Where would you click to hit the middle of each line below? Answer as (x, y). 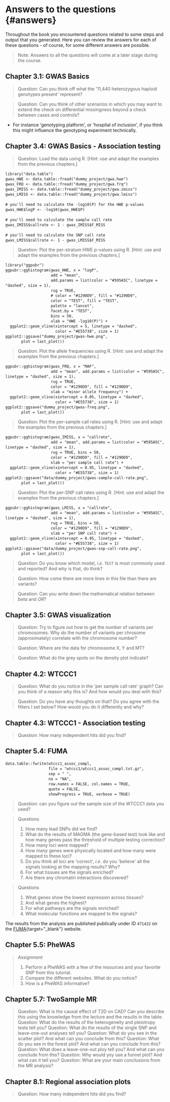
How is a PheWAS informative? (57, 983)
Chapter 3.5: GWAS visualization (58, 615)
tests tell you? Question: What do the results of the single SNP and (87, 1028)
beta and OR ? (32, 599)
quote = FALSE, (64, 789)
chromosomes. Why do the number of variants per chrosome (81, 633)
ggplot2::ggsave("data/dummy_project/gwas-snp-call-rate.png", (74, 548)
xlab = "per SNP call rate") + (83, 533)
